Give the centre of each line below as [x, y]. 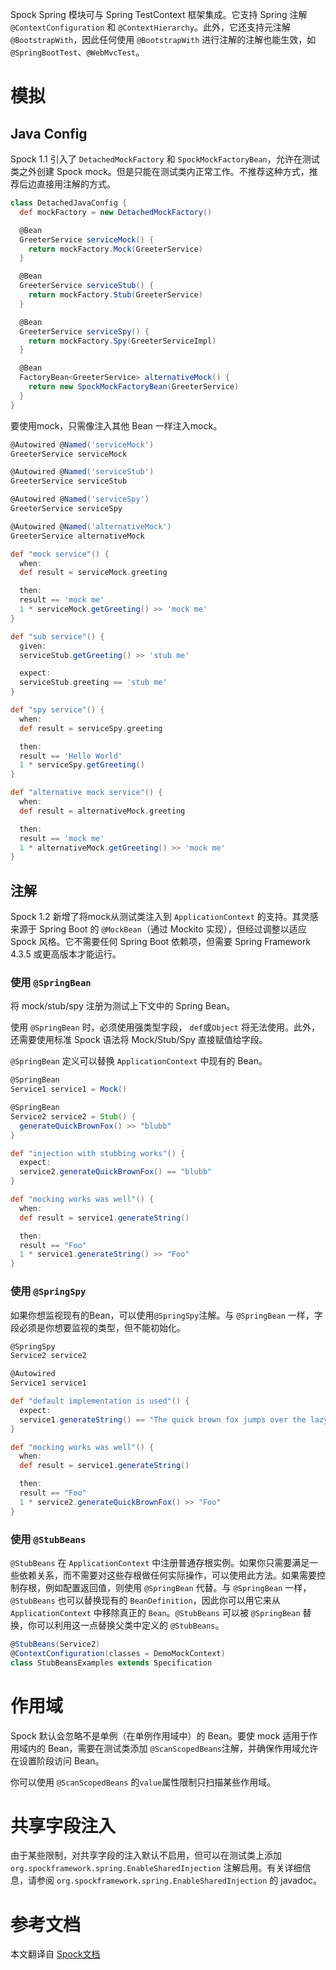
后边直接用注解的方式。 [67, 184]
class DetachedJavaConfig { [69, 203]
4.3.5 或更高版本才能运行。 [66, 954]
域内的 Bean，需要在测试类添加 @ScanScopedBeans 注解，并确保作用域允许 [168, 1748]
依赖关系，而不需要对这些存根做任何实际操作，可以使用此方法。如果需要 [167, 1575]
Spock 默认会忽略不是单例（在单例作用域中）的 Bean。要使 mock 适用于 [160, 1735]
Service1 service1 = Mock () [69, 1089]
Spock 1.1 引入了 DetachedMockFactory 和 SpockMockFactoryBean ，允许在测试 [165, 159]
